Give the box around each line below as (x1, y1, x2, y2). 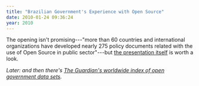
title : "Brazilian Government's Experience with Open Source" (6, 8, 164, 15)
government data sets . (6, 73, 62, 81)
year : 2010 (6, 20, 33, 26)
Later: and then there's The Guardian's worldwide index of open (6, 67, 165, 74)
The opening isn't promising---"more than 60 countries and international (6, 36, 185, 44)
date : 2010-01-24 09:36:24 (6, 14, 74, 20)
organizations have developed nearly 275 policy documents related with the (6, 42, 193, 50)
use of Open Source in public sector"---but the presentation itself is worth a (6, 49, 194, 56)
